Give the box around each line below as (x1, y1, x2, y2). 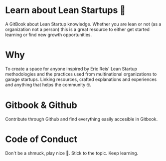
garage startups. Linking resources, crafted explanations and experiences (5, 76, 157, 82)
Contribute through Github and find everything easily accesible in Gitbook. (5, 116, 158, 122)
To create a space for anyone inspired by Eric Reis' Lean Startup (5, 65, 138, 71)
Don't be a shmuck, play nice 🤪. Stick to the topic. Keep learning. (5, 150, 139, 156)
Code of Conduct (5, 133, 77, 144)
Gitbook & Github (5, 99, 77, 111)
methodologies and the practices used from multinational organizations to (5, 71, 157, 77)
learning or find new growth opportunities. (5, 31, 92, 37)
